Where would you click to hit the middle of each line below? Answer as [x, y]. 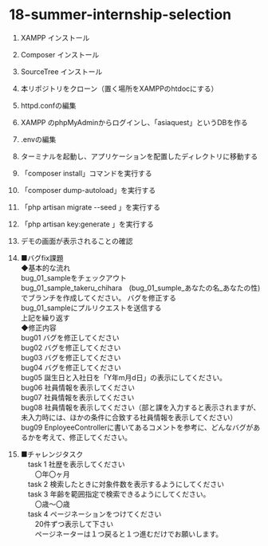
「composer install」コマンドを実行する [86, 173]
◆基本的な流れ [45, 268]
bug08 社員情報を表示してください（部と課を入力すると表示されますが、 [140, 407]
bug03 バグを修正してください [71, 357]
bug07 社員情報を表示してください [77, 397]
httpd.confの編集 [48, 105]
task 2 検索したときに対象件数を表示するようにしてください [126, 484]
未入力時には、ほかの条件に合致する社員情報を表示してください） [129, 417]
